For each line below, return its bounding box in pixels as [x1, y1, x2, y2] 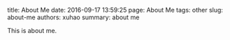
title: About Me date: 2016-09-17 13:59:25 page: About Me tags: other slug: [7, 6, 224, 14]
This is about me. [7, 27, 57, 34]
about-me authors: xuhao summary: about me [7, 13, 140, 21]
